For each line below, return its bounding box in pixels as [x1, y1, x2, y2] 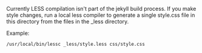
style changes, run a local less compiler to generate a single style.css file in [6, 11, 195, 19]
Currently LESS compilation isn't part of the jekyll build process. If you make [6, 5, 197, 12]
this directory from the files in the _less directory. [6, 18, 129, 25]
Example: [6, 30, 30, 37]
